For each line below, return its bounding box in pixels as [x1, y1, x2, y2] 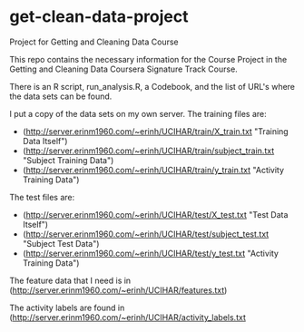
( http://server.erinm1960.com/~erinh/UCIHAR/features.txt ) [9, 284, 228, 296]
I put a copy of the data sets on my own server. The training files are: [9, 108, 267, 119]
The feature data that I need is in [9, 275, 132, 286]
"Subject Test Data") [22, 238, 100, 249]
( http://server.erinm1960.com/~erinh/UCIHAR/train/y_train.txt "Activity [22, 164, 284, 175]
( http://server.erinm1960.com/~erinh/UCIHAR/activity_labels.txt [9, 311, 247, 323]
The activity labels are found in [9, 302, 125, 313]
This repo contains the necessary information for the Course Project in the [9, 54, 288, 64]
